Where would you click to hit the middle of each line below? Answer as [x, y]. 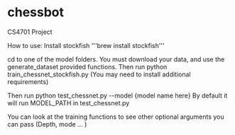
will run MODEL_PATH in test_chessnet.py [69, 102]
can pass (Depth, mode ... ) [47, 124]
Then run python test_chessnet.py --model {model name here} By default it [117, 95]
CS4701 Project [30, 32]
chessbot [36, 12]
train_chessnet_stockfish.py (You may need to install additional [99, 74]
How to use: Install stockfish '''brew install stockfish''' [86, 45]
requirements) [28, 81]
